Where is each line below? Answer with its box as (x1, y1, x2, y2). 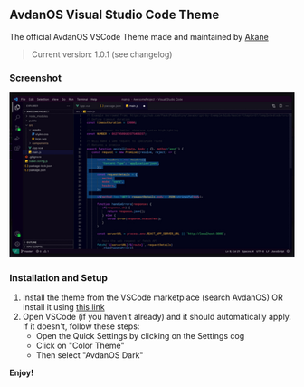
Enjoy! (9, 367, 34, 379)
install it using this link (22, 302, 106, 313)
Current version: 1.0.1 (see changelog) (31, 49, 173, 60)
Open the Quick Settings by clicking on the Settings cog (35, 331, 245, 342)
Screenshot (9, 72, 62, 84)
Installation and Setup (9, 271, 109, 284)
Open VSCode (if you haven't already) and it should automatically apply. (22, 312, 292, 323)
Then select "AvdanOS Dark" (35, 350, 144, 361)
